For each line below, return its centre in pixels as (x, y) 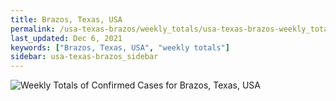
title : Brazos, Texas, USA (66, 19)
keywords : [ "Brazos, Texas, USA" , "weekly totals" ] (120, 47)
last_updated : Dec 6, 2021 (66, 38)
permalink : (33, 29)
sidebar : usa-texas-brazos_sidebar (84, 57)
